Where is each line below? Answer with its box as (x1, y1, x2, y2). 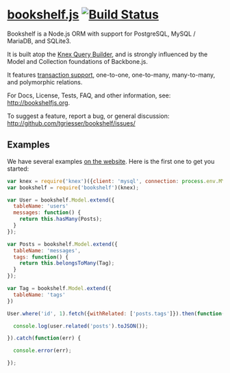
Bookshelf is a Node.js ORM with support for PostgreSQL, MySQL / (7, 29, 196, 38)
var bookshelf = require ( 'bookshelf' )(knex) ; (7, 184, 139, 191)
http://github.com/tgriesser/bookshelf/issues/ (7, 119, 136, 127)
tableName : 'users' (13, 203, 69, 210)
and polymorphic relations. (7, 77, 83, 86)
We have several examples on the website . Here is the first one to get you (7, 157, 215, 165)
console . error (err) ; (13, 347, 72, 354)
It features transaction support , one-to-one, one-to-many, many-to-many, (7, 71, 216, 79)
